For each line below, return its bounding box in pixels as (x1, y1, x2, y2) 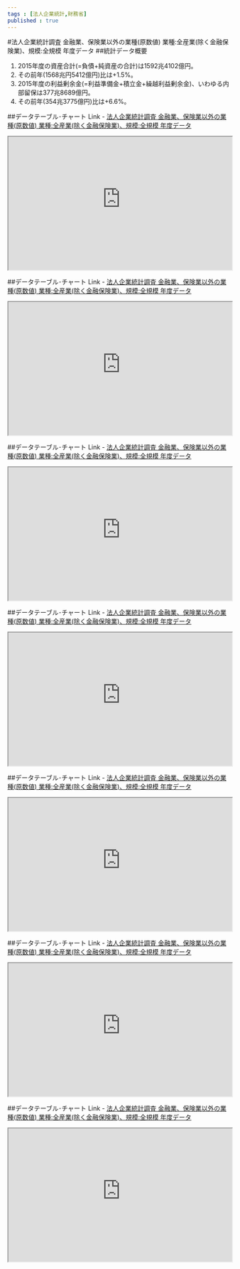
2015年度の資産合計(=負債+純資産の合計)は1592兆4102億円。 (17, 61, 197, 70)
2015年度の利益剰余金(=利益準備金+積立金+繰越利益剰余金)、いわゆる (17, 79, 224, 87)
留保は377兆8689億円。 (23, 88, 94, 97)
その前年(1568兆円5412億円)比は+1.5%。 (17, 70, 137, 79)
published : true (7, 17, 59, 24)
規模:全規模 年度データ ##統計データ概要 (28, 46, 148, 55)
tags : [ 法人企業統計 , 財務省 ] (7, 10, 87, 18)
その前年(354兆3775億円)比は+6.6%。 (17, 97, 131, 105)
